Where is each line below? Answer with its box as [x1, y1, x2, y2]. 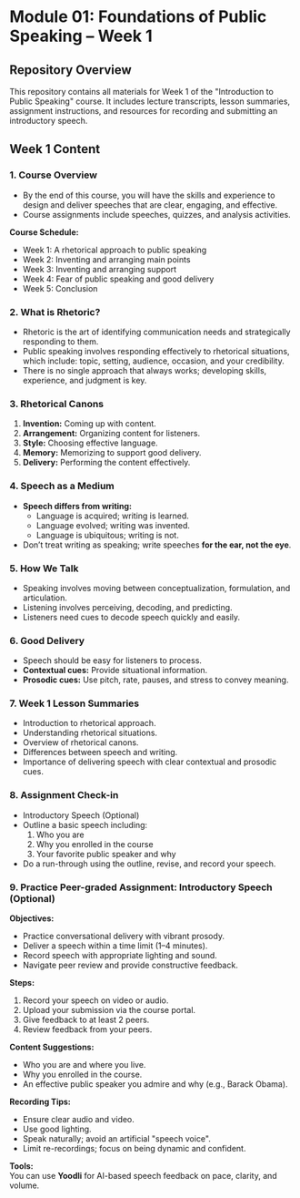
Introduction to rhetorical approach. [22, 718, 156, 729]
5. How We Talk [9, 562, 79, 575]
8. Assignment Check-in [9, 789, 119, 802]
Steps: [9, 978, 35, 988]
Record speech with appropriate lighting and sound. [22, 950, 218, 961]
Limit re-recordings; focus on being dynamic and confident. [22, 1143, 246, 1154]
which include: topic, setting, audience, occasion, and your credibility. [22, 355, 285, 366]
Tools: [9, 1161, 34, 1172]
